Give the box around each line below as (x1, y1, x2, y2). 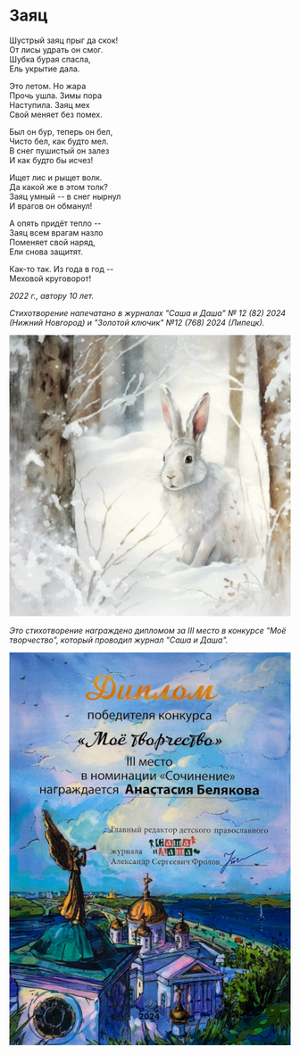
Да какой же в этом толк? (9, 181, 109, 192)
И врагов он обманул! (9, 200, 93, 211)
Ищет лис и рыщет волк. (9, 171, 103, 183)
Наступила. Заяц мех (9, 99, 91, 110)
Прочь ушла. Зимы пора (9, 90, 103, 101)
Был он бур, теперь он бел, (9, 126, 113, 137)
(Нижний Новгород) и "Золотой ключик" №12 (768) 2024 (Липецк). (9, 317, 265, 328)
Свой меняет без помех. (9, 109, 103, 120)
